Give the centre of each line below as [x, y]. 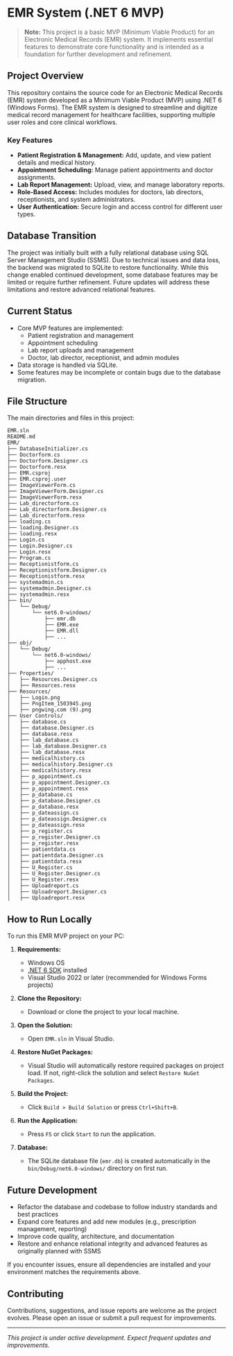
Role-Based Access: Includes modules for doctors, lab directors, [110, 192]
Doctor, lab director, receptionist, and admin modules [103, 357]
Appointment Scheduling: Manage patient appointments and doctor [115, 170]
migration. [32, 379]
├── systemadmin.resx [38, 594]
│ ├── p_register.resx [43, 843]
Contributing [35, 1294]
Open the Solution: [45, 1025]
